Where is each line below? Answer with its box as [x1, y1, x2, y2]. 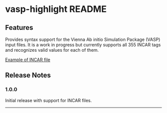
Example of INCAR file [5, 57, 51, 63]
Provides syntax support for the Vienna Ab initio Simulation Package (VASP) [5, 36, 161, 42]
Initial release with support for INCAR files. [5, 97, 92, 103]
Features [5, 23, 33, 32]
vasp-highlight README [5, 3, 107, 15]
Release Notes [5, 71, 51, 80]
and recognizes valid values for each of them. [5, 47, 99, 53]
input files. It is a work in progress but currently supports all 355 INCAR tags [5, 42, 161, 48]
